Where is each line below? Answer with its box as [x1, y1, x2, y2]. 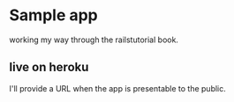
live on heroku [9, 60, 89, 75]
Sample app [9, 5, 99, 25]
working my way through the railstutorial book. [9, 34, 179, 45]
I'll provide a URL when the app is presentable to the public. [9, 83, 227, 93]
